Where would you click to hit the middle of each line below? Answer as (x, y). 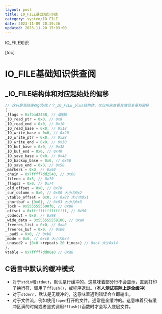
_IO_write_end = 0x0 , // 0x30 (36, 142)
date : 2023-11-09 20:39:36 (33, 23)
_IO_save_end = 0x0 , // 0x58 (35, 165)
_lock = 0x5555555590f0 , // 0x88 (39, 206)
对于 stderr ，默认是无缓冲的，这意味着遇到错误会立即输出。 (73, 294)
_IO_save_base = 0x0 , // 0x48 (36, 156)
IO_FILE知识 (17, 43)
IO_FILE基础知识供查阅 (51, 74)
